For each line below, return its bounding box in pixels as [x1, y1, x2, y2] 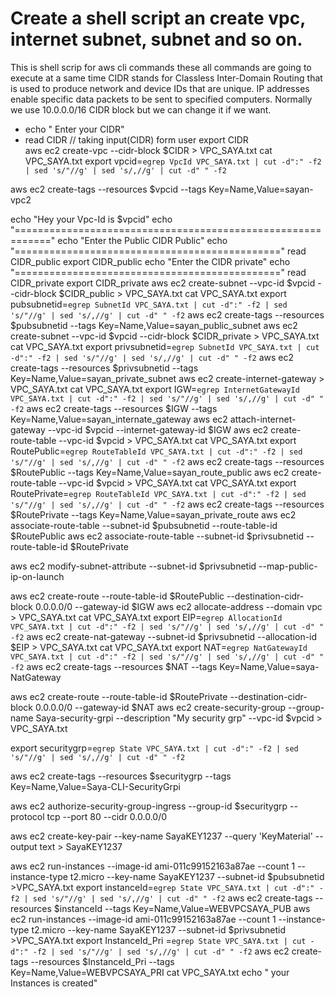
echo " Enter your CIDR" [24, 123, 125, 135]
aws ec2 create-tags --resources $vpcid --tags [10, 183, 207, 195]
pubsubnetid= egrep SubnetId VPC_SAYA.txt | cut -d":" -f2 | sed [10, 298, 288, 310]
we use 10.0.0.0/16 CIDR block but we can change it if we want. [10, 103, 272, 116]
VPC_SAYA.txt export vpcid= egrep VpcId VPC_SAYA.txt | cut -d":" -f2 [24, 155, 322, 167]
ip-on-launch [10, 570, 65, 582]
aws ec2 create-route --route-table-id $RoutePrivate [10, 690, 228, 702]
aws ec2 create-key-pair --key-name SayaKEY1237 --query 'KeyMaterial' [10, 830, 313, 842]
